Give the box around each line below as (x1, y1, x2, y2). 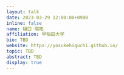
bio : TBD (6, 37, 29, 43)
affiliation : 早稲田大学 (6, 31, 65, 37)
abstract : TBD (6, 54, 43, 60)
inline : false (6, 20, 43, 26)
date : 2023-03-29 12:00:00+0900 (6, 15, 88, 21)
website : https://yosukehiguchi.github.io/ (6, 43, 119, 49)
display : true (6, 59, 43, 65)
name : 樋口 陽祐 (6, 25, 44, 32)
